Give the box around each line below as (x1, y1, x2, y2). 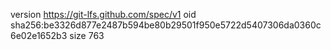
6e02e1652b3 (10, 30, 68, 41)
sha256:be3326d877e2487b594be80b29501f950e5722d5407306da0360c (10, 19, 322, 31)
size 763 (69, 30, 105, 41)
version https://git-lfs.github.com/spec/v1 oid (10, 9, 197, 20)
